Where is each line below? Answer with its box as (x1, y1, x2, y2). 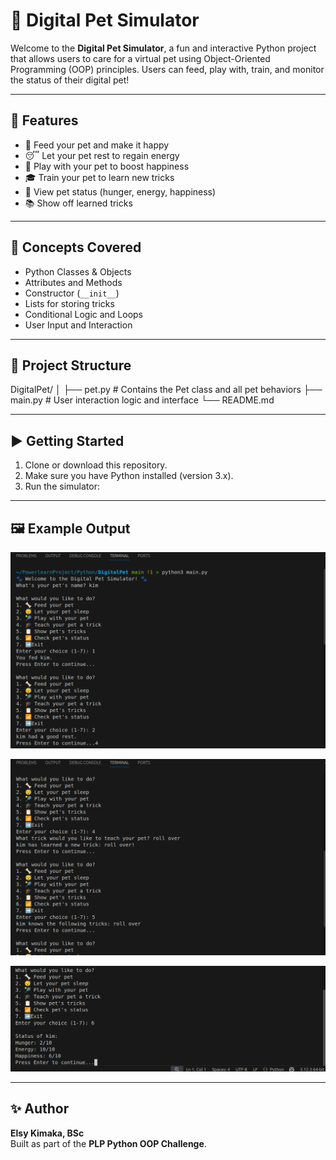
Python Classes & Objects (24, 265, 132, 278)
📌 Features (10, 112, 79, 129)
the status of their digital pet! (10, 74, 130, 86)
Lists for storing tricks (24, 297, 115, 309)
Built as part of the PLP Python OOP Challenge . (10, 1137, 207, 1149)
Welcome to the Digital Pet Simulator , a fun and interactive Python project (10, 42, 317, 54)
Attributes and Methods (24, 276, 123, 288)
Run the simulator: (24, 480, 100, 493)
